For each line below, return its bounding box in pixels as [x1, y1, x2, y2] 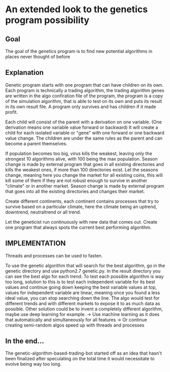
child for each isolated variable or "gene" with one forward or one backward [5, 129, 164, 136]
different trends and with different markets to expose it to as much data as [5, 300, 160, 306]
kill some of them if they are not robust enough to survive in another [5, 177, 148, 183]
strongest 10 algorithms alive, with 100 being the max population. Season [5, 155, 158, 162]
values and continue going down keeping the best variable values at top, [5, 284, 157, 290]
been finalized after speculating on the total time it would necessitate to [5, 356, 155, 362]
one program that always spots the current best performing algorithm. [5, 224, 152, 230]
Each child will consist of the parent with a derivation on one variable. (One [5, 119, 162, 125]
